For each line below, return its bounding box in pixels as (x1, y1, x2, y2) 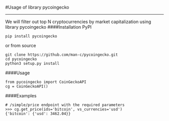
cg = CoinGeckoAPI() (5, 84, 49, 89)
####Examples (5, 93, 37, 98)
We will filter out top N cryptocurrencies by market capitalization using (5, 19, 151, 25)
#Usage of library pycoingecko (5, 5, 69, 10)
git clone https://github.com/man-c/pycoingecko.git (5, 52, 118, 57)
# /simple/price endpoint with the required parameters (5, 102, 125, 107)
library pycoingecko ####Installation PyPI (5, 24, 92, 30)
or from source (5, 43, 36, 48)
